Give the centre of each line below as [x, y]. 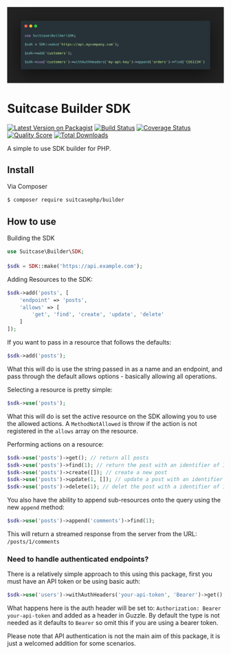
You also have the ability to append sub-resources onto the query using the [114, 500]
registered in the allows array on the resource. [73, 431]
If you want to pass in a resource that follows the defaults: [89, 342]
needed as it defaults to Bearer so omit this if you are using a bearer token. [113, 623]
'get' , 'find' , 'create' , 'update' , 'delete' [98, 315]
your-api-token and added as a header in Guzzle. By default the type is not [113, 615]
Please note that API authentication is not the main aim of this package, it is [114, 636]
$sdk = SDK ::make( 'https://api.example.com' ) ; [75, 266]
